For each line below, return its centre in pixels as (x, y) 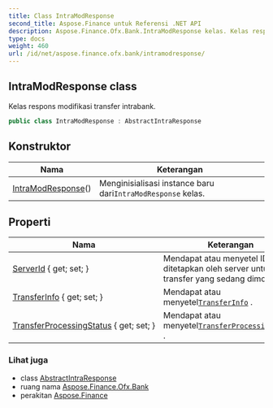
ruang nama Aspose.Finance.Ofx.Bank (84, 386)
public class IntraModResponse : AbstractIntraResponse (105, 121)
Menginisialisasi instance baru (156, 183)
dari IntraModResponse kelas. (152, 193)
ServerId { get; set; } (51, 269)
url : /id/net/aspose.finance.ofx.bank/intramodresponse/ (107, 54)
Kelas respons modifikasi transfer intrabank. (82, 106)
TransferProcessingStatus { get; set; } (84, 326)
